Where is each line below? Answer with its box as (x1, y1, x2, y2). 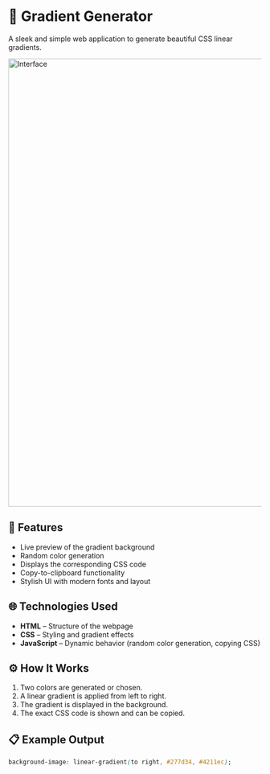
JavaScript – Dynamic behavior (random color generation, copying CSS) (19, 638, 261, 648)
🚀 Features (8, 521, 63, 534)
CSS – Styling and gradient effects (19, 629, 134, 639)
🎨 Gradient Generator (8, 7, 153, 26)
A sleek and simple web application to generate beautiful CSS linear (8, 34, 233, 43)
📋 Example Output (8, 732, 104, 747)
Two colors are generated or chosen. (19, 683, 143, 693)
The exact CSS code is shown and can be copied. (19, 708, 186, 718)
